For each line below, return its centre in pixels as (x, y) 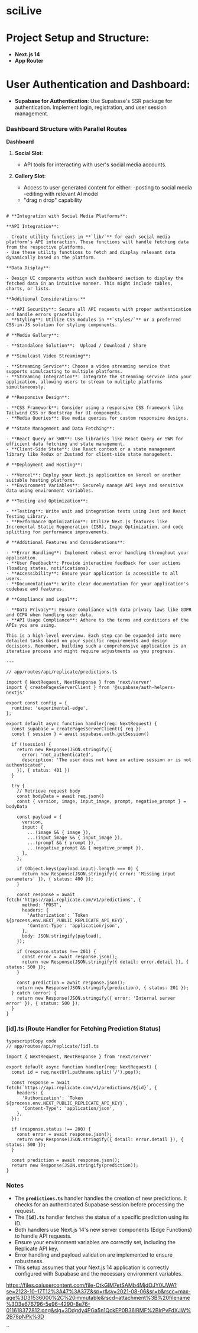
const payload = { (39, 817)
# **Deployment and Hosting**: (45, 465)
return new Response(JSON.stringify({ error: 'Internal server (96, 999)
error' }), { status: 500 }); (43, 1004)
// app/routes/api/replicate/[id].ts (53, 1046)
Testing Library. (27, 517)
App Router (29, 61)
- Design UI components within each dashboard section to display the (95, 278)
